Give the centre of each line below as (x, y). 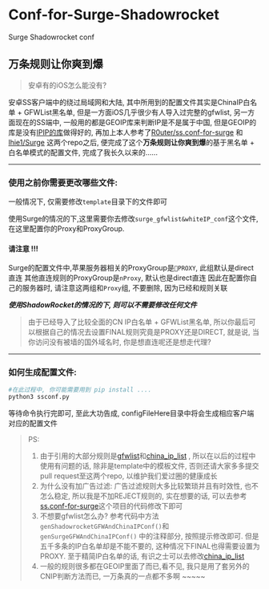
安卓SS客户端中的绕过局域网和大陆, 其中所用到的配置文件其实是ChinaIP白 (129, 102)
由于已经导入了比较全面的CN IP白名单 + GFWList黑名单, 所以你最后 (139, 322)
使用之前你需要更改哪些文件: (63, 182)
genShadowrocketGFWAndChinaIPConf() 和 (104, 526)
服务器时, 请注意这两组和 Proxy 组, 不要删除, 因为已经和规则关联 (125, 288)
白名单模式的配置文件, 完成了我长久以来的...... (83, 152)
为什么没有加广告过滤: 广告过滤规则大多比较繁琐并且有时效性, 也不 (149, 486)
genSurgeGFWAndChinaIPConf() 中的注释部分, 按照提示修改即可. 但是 (149, 536)
